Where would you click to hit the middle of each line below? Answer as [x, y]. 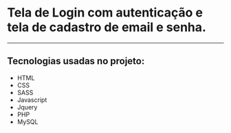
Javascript [32, 100]
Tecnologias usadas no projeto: [76, 61]
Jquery [27, 107]
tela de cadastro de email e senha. [107, 27]
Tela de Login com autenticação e [105, 13]
